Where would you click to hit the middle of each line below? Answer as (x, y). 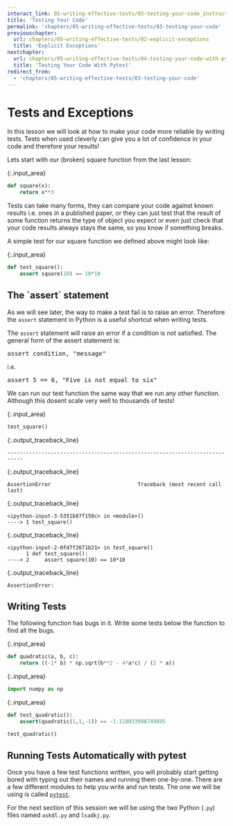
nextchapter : (26, 53)
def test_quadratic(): (40, 715)
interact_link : (29, 14)
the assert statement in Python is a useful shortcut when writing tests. (107, 319)
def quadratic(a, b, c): (43, 657)
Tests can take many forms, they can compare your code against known (110, 206)
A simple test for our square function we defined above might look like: (108, 241)
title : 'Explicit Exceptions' (57, 46)
